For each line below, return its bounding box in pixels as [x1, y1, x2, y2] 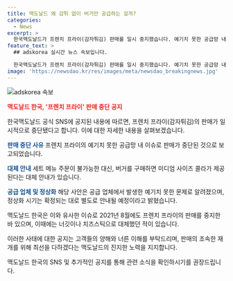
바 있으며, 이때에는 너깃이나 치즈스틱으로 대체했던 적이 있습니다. [7, 219, 180, 228]
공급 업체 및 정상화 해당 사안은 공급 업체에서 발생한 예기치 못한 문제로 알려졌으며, [7, 187, 225, 196]
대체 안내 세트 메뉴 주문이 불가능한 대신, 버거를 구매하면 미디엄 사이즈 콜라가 [7, 164, 212, 172]
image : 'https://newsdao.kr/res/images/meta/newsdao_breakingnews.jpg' [7, 67, 218, 75]
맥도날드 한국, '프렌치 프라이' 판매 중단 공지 [7, 102, 123, 111]
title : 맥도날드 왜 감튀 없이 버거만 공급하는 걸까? [7, 10, 137, 17]
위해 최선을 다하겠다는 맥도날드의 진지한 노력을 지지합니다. [19, 243, 178, 251]
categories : [7, 17, 42, 24]
